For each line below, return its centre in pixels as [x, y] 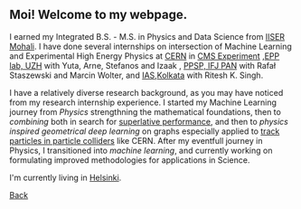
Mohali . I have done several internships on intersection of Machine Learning [150, 46]
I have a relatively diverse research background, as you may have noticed [146, 92]
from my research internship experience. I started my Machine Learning [143, 102]
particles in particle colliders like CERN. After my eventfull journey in [136, 140]
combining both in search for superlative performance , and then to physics [149, 121]
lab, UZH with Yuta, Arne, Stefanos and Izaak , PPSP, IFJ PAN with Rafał [143, 65]
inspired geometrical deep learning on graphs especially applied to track [145, 131]
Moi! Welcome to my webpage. [99, 15]
